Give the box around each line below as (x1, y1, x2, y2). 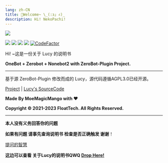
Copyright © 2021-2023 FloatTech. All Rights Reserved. (5, 105, 124, 111)
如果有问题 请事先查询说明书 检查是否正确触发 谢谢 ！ (5, 131, 113, 137)
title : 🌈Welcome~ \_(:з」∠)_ (5, 12, 65, 17)
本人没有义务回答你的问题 (5, 120, 58, 126)
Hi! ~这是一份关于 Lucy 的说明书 (5, 51, 71, 57)
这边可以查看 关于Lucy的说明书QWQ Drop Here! (5, 152, 104, 158)
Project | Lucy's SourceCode (5, 86, 64, 92)
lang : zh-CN (5, 7, 30, 13)
